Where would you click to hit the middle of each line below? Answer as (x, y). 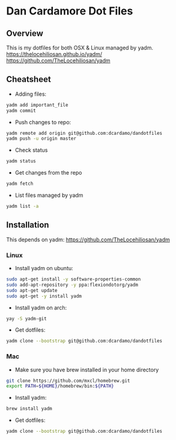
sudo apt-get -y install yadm (44, 296)
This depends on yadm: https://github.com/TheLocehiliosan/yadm (88, 240)
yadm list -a (23, 206)
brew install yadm (29, 409)
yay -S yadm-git (26, 318)
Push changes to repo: (43, 122)
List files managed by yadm (49, 195)
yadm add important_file (37, 105)
